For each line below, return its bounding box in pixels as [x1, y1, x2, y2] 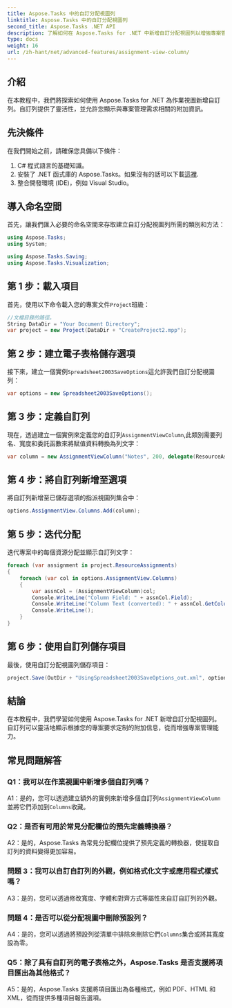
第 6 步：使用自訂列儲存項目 [7, 641, 126, 653]
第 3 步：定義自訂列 [7, 411, 90, 423]
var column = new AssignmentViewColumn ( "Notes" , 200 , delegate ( [7, 453, 196, 460]
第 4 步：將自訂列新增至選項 [7, 474, 127, 486]
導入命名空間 [7, 200, 62, 212]
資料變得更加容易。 [25, 847, 80, 856]
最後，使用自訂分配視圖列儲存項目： [7, 660, 110, 669]
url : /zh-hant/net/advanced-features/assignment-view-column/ [7, 49, 190, 56]
